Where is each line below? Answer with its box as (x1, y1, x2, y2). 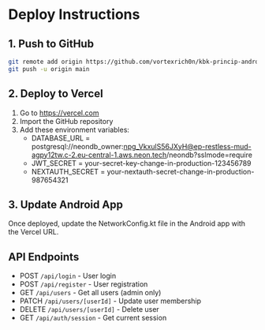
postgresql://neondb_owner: (31, 141, 124, 151)
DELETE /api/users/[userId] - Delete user (19, 305, 159, 314)
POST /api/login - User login (19, 271, 117, 281)
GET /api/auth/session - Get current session (19, 313, 167, 323)
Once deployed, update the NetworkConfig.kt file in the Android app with (8, 219, 246, 228)
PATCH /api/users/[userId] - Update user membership (19, 296, 202, 306)
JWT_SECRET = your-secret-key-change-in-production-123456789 (31, 158, 252, 167)
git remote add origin (8, 58, 83, 66)
